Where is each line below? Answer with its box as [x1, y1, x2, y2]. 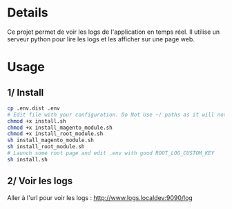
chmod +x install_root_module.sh [7, 130, 104, 137]
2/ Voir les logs [7, 175, 73, 187]
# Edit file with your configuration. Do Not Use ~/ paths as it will [7, 111, 215, 118]
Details [7, 5, 48, 21]
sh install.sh [7, 156, 48, 163]
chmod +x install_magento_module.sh [7, 124, 113, 131]
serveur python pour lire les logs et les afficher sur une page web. [7, 34, 195, 43]
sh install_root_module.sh [7, 143, 85, 150]
